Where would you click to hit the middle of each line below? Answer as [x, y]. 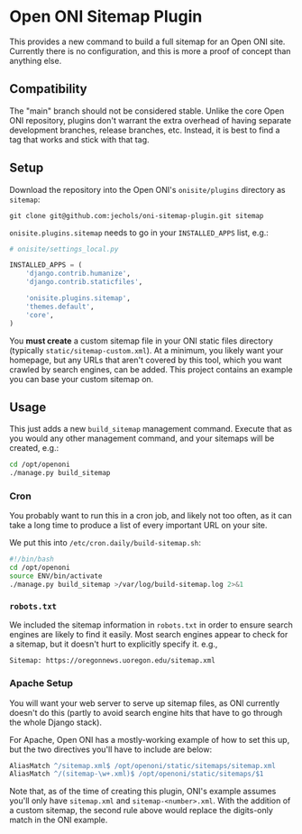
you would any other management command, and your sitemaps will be [142, 438]
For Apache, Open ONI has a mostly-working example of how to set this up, [150, 739]
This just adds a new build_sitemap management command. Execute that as [151, 429]
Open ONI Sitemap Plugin [106, 17]
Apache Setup [41, 683]
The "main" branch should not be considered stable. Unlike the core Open [147, 111]
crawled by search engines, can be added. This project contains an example [151, 369]
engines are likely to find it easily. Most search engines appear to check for [149, 635]
